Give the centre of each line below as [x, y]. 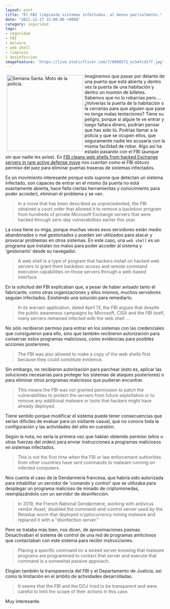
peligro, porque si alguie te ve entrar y [124, 119]
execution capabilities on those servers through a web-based [82, 272]
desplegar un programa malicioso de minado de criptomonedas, [72, 489]
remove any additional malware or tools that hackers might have [84, 401]
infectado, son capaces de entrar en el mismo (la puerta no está [72, 183]
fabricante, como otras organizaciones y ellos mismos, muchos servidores [83, 293]
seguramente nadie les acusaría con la [125, 141]
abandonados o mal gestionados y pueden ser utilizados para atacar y [79, 235]
